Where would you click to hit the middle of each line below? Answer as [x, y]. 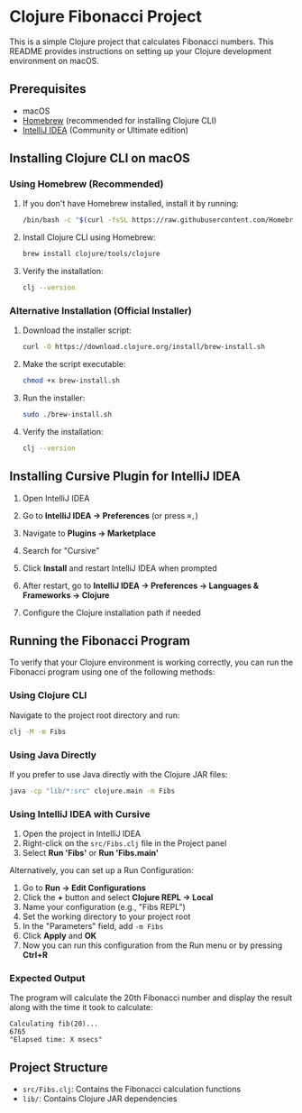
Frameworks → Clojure [66, 595]
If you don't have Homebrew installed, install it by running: [130, 204]
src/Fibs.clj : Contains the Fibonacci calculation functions [132, 1090]
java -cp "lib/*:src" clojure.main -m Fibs [92, 791]
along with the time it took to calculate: [81, 1007]
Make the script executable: [74, 364]
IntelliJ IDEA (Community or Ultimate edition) [105, 130]
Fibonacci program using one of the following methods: [112, 672]
